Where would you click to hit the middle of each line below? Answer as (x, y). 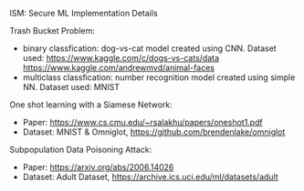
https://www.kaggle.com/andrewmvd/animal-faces (118, 68)
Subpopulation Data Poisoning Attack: (81, 150)
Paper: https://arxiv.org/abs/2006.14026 (98, 167)
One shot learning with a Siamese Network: (91, 105)
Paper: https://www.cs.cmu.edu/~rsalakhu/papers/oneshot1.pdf (142, 122)
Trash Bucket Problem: (52, 30)
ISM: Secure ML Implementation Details (84, 13)
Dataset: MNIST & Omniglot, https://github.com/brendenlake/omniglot (154, 132)
